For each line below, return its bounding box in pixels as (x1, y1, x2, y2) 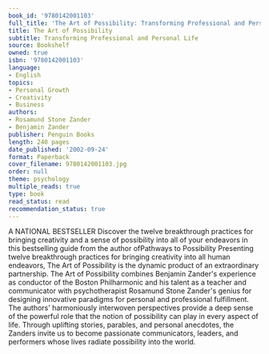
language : (8, 64, 42, 72)
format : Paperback (8, 153, 70, 161)
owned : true (8, 49, 48, 57)
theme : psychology (8, 175, 70, 184)
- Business (8, 101, 45, 109)
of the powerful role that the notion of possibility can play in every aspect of (8, 312, 259, 321)
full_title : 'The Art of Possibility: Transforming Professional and (8, 19, 246, 27)
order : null (8, 168, 48, 176)
